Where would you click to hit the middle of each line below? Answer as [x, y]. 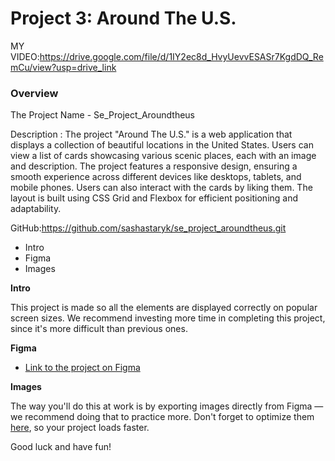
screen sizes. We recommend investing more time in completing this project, [168, 318]
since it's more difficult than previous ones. [99, 329]
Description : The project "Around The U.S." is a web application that [151, 134]
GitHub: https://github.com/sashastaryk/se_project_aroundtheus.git [148, 228]
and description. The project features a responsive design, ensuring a [154, 166]
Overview [34, 93]
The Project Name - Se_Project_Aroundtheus [103, 115]
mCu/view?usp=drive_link [63, 67]
